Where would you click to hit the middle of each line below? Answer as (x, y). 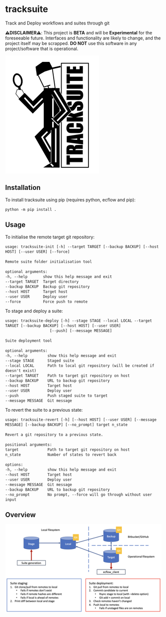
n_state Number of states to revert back (61, 455)
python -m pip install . (31, 209)
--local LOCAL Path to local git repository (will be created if (80, 366)
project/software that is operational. (42, 48)
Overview (21, 515)
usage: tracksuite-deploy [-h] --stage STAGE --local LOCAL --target (79, 321)
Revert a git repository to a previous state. (54, 435)
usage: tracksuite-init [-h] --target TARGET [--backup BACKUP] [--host (82, 247)
